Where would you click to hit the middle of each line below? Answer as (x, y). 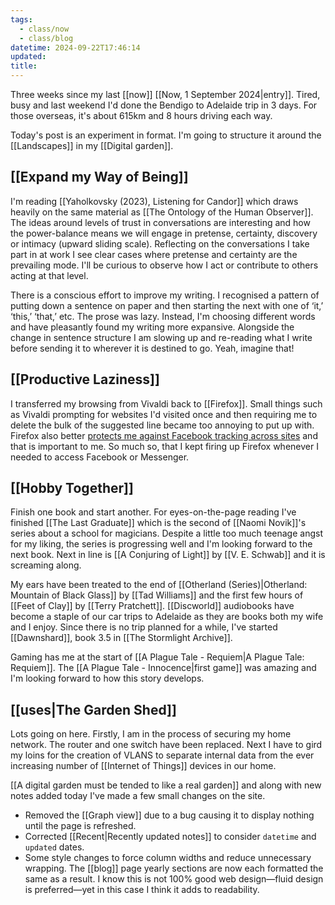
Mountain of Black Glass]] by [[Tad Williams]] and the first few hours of (157, 595)
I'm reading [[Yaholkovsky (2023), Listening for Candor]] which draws (154, 201)
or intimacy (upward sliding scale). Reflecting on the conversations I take (160, 243)
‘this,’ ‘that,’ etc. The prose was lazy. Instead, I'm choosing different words (163, 316)
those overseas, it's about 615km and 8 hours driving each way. (141, 115)
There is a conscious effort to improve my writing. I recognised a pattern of (165, 295)
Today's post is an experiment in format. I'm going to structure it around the (166, 135)
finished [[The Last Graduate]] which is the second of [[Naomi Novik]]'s (158, 523)
